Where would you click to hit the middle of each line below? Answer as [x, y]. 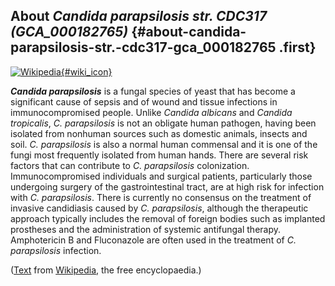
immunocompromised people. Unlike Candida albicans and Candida [151, 112]
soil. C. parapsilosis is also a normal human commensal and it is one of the [164, 144]
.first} [297, 47]
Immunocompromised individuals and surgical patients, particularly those [161, 176]
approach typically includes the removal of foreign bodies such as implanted [168, 218]
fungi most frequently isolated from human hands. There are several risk [159, 155]
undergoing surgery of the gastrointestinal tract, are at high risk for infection [167, 186]
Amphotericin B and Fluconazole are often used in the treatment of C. [153, 240]
